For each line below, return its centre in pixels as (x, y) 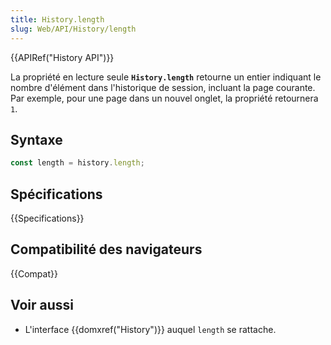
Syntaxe (36, 139)
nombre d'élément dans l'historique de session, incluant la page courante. (163, 87)
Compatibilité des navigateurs (106, 249)
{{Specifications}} (47, 218)
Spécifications (56, 194)
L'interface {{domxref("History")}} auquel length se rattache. (150, 329)
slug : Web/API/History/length (73, 29)
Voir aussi (42, 305)
